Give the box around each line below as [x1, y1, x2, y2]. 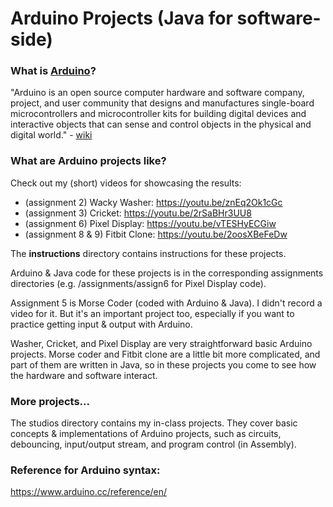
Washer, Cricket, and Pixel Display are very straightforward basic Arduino [10, 337, 313, 349]
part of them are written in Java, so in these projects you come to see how [10, 358, 317, 371]
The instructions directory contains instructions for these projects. [10, 247, 287, 259]
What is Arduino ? [10, 64, 97, 78]
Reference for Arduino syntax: [10, 463, 161, 477]
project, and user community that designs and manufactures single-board [10, 97, 315, 109]
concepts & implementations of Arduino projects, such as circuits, [10, 428, 282, 440]
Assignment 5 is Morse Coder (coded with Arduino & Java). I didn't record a [10, 297, 323, 309]
